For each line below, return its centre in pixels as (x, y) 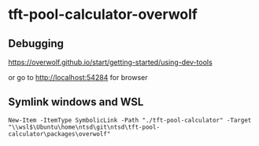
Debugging (36, 44)
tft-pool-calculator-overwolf (103, 15)
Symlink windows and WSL (76, 102)
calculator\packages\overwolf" (59, 134)
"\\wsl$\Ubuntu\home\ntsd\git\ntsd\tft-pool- (84, 127)
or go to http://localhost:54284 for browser (78, 77)
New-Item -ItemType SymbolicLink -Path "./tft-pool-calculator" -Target (130, 120)
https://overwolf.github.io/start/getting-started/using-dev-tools (110, 62)
